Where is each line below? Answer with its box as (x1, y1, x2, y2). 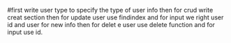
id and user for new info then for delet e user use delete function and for (7, 21, 215, 28)
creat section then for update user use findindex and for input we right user (7, 13, 224, 21)
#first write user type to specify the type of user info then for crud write (7, 6, 214, 14)
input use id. (7, 28, 43, 36)
